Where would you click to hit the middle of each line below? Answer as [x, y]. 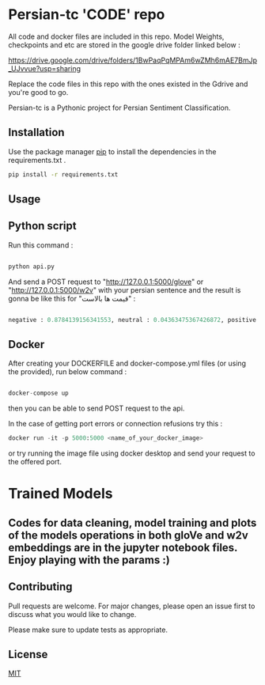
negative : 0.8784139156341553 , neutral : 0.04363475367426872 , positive [132, 320]
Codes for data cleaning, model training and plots [132, 522]
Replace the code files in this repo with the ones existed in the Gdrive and [128, 84]
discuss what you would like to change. [72, 614]
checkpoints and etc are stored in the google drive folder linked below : [124, 44]
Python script [42, 226]
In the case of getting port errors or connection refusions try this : [115, 424]
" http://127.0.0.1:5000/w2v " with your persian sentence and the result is [125, 290]
